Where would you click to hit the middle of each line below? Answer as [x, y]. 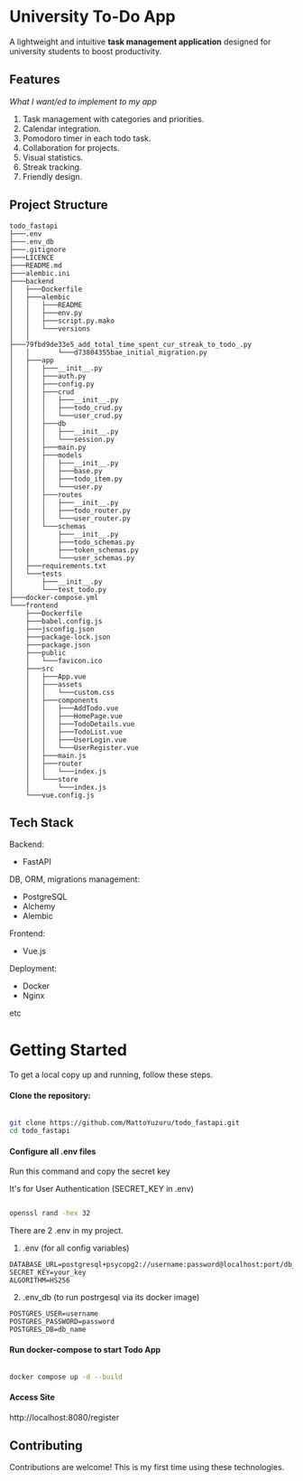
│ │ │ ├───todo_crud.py [66, 408]
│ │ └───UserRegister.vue [83, 747]
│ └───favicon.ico [64, 661]
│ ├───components [62, 700]
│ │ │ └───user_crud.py [66, 416]
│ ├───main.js [56, 755]
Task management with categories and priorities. [113, 118]
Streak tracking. [52, 167]
